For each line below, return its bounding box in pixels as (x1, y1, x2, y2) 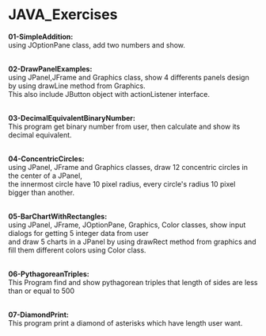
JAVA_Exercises (8, 6, 118, 24)
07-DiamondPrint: (8, 310, 69, 319)
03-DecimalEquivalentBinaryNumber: (8, 113, 136, 122)
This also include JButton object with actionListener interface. (8, 89, 210, 98)
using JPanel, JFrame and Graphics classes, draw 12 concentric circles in (8, 162, 248, 172)
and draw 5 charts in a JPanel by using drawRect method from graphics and (8, 237, 256, 246)
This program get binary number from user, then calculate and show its (8, 122, 241, 131)
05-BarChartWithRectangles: (8, 211, 108, 221)
